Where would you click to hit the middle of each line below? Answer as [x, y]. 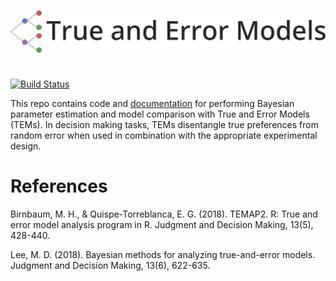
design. [26, 146]
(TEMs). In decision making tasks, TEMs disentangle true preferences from [164, 124]
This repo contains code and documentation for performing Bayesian [152, 103]
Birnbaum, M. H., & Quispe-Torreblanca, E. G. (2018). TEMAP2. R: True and [164, 214]
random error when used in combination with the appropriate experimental [164, 135]
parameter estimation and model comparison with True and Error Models [160, 114]
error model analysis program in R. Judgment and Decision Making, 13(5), [162, 224]
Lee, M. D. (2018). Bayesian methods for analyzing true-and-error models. [163, 254]
